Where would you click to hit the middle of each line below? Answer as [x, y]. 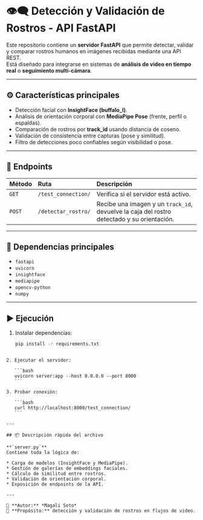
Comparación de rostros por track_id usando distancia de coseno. [98, 129]
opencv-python [33, 288]
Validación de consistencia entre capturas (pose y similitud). [90, 136]
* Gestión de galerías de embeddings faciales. [67, 469]
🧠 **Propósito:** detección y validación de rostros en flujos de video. [101, 511]
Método [21, 183]
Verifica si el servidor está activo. [143, 194]
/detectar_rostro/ [64, 211]
